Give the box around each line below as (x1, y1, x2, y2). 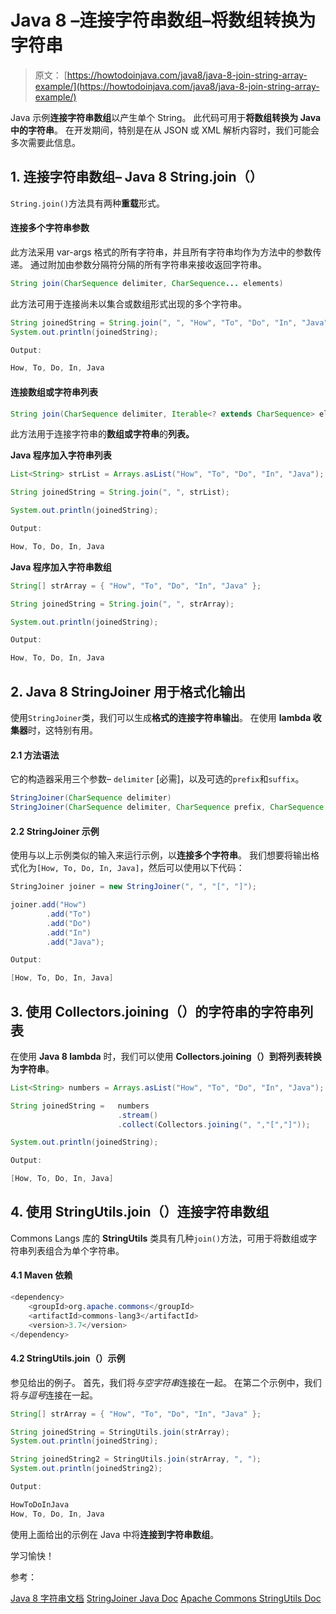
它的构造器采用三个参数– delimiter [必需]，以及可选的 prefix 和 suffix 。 (10, 773, 305, 785)
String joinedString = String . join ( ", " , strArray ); (10, 599, 235, 609)
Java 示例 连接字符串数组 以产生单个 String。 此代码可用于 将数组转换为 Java (10, 111, 322, 123)
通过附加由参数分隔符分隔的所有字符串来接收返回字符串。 (29, 258, 267, 270)
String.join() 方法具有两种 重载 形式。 (10, 197, 166, 209)
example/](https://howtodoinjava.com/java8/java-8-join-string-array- (34, 80, 320, 92)
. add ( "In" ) (46, 927, 92, 938)
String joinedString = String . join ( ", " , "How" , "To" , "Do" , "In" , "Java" (10, 317, 329, 328)
